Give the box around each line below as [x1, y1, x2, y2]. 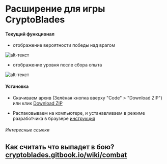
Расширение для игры [5, 3, 105, 15]
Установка [5, 83, 29, 89]
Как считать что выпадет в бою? [5, 143, 115, 151]
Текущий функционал [5, 31, 55, 37]
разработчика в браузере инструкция [12, 115, 96, 121]
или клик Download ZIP [12, 100, 63, 106]
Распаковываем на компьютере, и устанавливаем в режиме [12, 110, 145, 116]
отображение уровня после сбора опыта [12, 62, 102, 68]
